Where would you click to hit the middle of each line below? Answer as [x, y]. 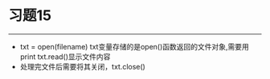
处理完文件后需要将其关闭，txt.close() [83, 66]
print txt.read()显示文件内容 [65, 57]
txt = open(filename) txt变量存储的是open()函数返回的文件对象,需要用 [134, 46]
